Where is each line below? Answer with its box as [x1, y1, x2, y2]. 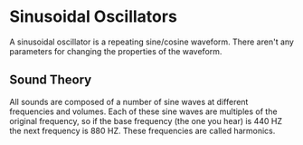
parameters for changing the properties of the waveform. [9, 45, 223, 56]
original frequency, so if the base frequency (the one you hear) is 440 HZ [9, 115, 283, 126]
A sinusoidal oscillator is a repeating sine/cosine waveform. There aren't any [9, 36, 294, 47]
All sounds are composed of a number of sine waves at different [9, 96, 249, 107]
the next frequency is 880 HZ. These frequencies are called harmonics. [9, 125, 276, 136]
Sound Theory [9, 72, 92, 88]
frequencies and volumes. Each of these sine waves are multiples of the [9, 106, 278, 117]
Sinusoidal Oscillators [9, 6, 178, 27]
